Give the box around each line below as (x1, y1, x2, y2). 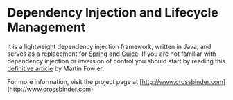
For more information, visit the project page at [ (7, 77, 142, 86)
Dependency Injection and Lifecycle (7, 5, 218, 21)
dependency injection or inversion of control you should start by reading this (7, 57, 226, 65)
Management (7, 19, 86, 35)
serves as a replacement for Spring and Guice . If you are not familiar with (7, 50, 216, 58)
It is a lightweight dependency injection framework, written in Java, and (7, 42, 212, 50)
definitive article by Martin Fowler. (7, 64, 105, 72)
